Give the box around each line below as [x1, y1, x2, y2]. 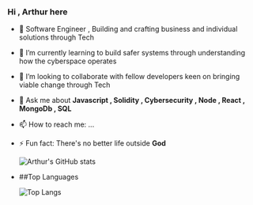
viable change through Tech [18, 80, 111, 89]
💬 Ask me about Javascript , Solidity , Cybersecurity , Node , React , [18, 96, 246, 105]
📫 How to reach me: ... [18, 120, 95, 129]
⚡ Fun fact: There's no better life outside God [18, 139, 167, 148]
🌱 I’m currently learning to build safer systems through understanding [18, 48, 246, 58]
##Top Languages [18, 173, 79, 182]
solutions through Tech [18, 32, 94, 42]
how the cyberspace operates [18, 56, 117, 66]
